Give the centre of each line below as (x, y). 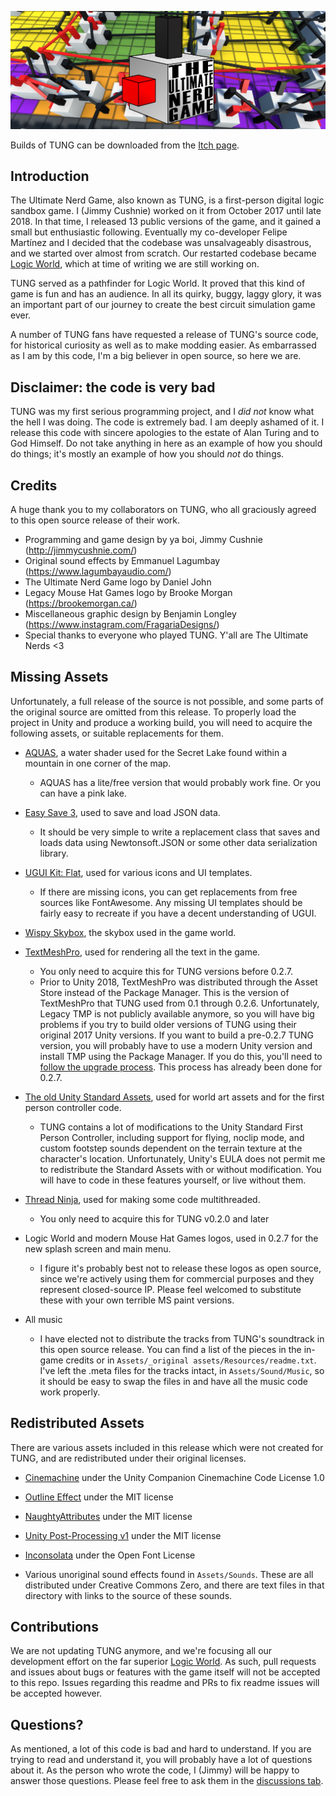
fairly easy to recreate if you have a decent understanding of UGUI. (178, 913)
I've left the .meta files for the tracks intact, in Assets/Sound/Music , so (182, 1370)
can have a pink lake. (83, 793)
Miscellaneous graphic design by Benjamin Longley (130, 613)
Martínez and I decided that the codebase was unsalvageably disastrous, (161, 243)
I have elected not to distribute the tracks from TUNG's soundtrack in (182, 1338)
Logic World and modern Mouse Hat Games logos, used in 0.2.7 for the (171, 1238)
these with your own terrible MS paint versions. (137, 1300)
